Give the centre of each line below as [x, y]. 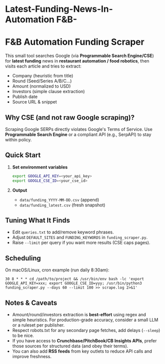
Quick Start [23, 155]
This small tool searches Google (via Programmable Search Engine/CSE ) [80, 56]
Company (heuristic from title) [43, 76]
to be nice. [23, 335]
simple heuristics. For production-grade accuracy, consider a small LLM [85, 320]
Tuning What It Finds [38, 220]
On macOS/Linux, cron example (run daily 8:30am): [57, 270]
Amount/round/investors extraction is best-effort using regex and [79, 314]
